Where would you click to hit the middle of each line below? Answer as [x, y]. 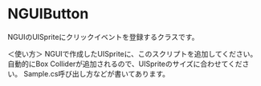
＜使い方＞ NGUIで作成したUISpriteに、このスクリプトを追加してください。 [133, 53]
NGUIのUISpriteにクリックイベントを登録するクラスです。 [103, 37]
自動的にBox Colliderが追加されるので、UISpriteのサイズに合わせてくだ [125, 64]
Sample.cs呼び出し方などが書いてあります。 [96, 73]
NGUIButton [48, 14]
